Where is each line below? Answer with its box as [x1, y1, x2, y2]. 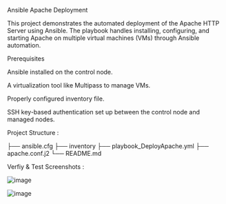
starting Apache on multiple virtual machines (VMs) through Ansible [7, 34, 200, 42]
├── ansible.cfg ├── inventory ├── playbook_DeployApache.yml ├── [7, 142, 209, 150]
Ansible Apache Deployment [7, 6, 88, 14]
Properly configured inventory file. [7, 94, 105, 103]
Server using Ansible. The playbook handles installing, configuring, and [7, 27, 210, 34]
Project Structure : [7, 129, 59, 136]
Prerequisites [7, 54, 45, 63]
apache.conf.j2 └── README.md [7, 150, 102, 157]
